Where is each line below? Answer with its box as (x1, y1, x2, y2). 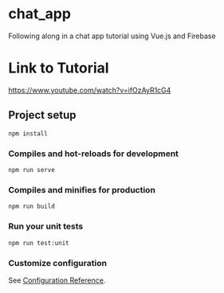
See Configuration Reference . (8, 275, 106, 285)
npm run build (8, 202, 56, 211)
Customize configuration (8, 257, 108, 268)
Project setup (8, 108, 77, 122)
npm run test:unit (8, 239, 69, 247)
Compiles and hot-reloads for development (8, 148, 179, 159)
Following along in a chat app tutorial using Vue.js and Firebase (8, 31, 217, 41)
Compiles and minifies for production (8, 184, 155, 195)
